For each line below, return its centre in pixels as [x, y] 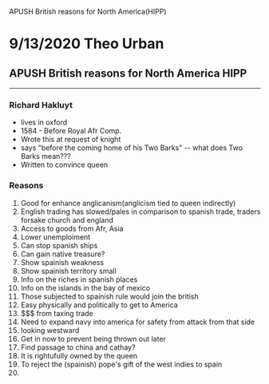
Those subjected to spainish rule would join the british [109, 296]
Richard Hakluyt [41, 105]
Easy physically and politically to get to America [99, 305]
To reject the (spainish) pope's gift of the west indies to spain [121, 364]
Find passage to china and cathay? [78, 347]
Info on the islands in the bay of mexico [85, 287]
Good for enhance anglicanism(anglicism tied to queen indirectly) [128, 203]
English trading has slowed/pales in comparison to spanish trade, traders [140, 212]
